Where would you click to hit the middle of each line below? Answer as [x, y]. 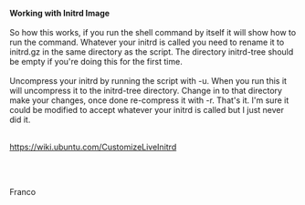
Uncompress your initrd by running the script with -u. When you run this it [148, 81]
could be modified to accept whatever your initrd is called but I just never [147, 110]
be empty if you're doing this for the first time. [96, 61]
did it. [20, 119]
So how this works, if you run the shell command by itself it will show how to [153, 32]
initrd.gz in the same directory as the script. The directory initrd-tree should [152, 52]
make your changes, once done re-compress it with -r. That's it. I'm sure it [149, 100]
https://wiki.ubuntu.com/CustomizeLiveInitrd [93, 147]
